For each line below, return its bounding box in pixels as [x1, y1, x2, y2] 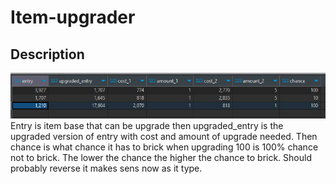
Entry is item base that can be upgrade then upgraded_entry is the [10, 119, 284, 131]
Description [10, 46, 85, 63]
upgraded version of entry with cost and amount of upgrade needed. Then [10, 130, 318, 142]
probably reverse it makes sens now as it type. [10, 162, 203, 174]
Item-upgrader [10, 6, 136, 29]
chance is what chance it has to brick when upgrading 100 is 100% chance [10, 141, 319, 153]
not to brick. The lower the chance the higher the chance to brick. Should [10, 151, 312, 163]
